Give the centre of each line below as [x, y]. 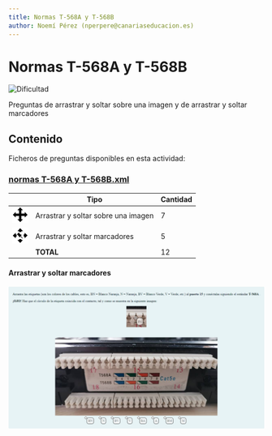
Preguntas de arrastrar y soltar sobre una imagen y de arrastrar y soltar [128, 105]
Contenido [36, 139]
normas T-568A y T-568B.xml [69, 180]
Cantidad [176, 199]
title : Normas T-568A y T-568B [61, 17]
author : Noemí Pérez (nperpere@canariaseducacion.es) [101, 26]
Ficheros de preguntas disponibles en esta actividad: [97, 159]
